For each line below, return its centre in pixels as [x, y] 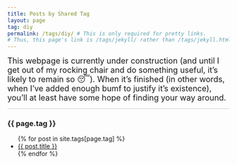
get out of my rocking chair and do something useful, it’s [113, 70]
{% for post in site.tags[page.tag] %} [71, 139]
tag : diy [20, 27]
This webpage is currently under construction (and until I [114, 61]
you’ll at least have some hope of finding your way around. [117, 98]
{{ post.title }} [37, 146]
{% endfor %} [38, 154]
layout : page [26, 20]
